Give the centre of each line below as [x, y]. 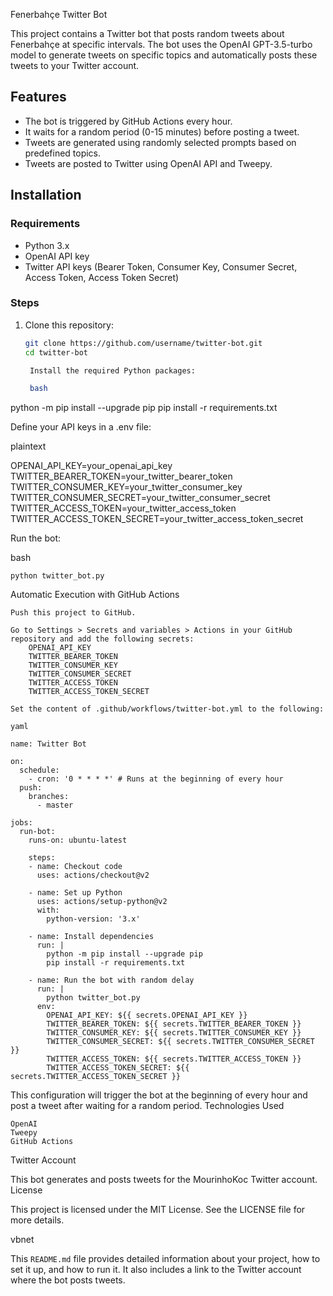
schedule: [39, 770]
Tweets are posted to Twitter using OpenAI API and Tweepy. [148, 163]
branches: [49, 797]
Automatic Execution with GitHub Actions [95, 595]
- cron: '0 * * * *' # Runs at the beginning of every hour [156, 779]
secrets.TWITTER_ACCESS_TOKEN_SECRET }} [96, 1077]
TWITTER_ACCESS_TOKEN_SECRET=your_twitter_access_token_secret [157, 519]
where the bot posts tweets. [68, 1280]
